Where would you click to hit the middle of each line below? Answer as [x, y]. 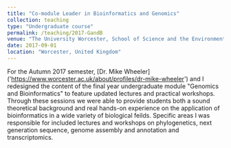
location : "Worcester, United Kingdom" [64, 52]
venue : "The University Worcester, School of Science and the [98, 39]
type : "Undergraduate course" [51, 26]
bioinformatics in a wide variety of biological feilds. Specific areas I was [109, 115]
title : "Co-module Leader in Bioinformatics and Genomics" [93, 13]
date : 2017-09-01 [32, 45]
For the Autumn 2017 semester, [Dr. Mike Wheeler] [79, 71]
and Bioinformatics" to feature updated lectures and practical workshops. [111, 93]
